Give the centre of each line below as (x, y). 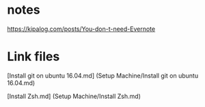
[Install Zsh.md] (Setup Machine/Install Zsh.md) (74, 96)
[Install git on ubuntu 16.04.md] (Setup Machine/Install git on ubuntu (103, 75)
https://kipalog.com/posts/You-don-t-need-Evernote (81, 29)
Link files (33, 57)
